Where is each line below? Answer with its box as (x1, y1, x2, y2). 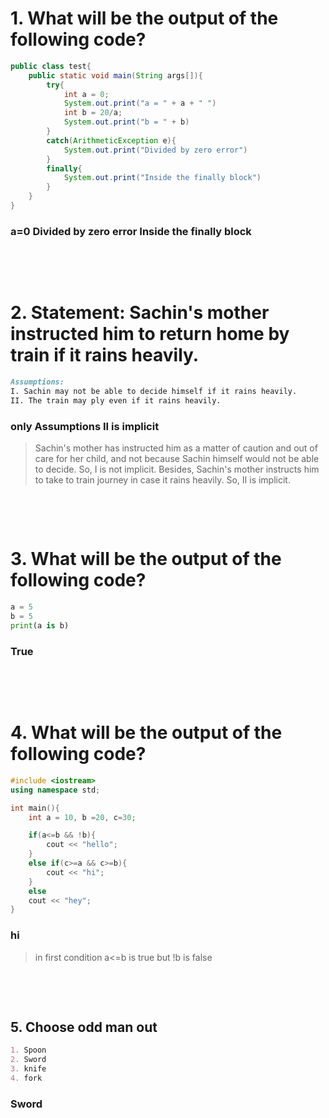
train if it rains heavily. (10, 344, 200, 367)
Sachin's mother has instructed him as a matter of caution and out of (34, 442, 318, 454)
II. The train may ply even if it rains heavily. (10, 395, 222, 406)
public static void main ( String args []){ (28, 70, 203, 81)
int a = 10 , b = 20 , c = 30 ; (28, 812, 137, 822)
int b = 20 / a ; (63, 108, 123, 118)
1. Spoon (10, 1045, 47, 1056)
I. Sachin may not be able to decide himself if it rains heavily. (10, 387, 298, 397)
